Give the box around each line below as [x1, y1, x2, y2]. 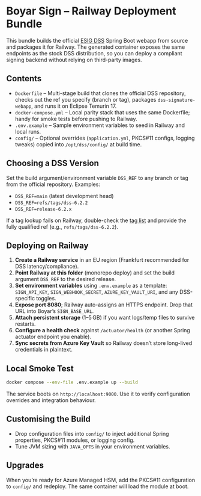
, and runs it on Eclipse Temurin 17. [31, 102, 117, 110]
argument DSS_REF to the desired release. [14, 276, 116, 283]
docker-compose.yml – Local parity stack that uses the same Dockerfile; [14, 108, 190, 116]
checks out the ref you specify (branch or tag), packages [14, 96, 157, 103]
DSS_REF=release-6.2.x [14, 206, 72, 212]
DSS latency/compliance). [14, 263, 79, 270]
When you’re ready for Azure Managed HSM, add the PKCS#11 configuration [6, 476, 196, 483]
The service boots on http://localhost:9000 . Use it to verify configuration [6, 390, 190, 398]
